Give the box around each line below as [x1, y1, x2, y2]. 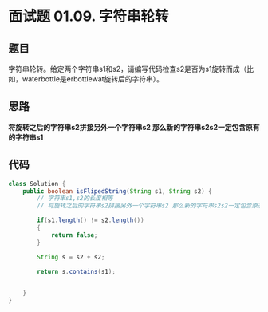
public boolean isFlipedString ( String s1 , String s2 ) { [22, 187, 213, 195]
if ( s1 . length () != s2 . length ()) [37, 216, 145, 224]
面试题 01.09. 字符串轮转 [8, 7, 169, 26]
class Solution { [8, 180, 66, 188]
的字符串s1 [8, 132, 44, 142]
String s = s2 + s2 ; [37, 253, 105, 261]
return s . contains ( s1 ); [37, 267, 116, 275]
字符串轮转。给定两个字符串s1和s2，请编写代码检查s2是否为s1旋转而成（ [8, 65, 247, 73]
